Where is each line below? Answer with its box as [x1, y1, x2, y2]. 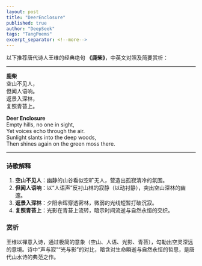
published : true [6, 20, 47, 26]
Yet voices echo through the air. [6, 128, 85, 134]
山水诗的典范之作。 [11, 253, 59, 261]
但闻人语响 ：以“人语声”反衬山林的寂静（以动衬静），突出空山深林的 [14, 184, 181, 191]
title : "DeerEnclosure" [6, 14, 66, 20]
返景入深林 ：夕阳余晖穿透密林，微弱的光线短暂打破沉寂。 [14, 199, 158, 206]
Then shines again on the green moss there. [6, 140, 115, 147]
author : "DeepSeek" [6, 25, 55, 32]
